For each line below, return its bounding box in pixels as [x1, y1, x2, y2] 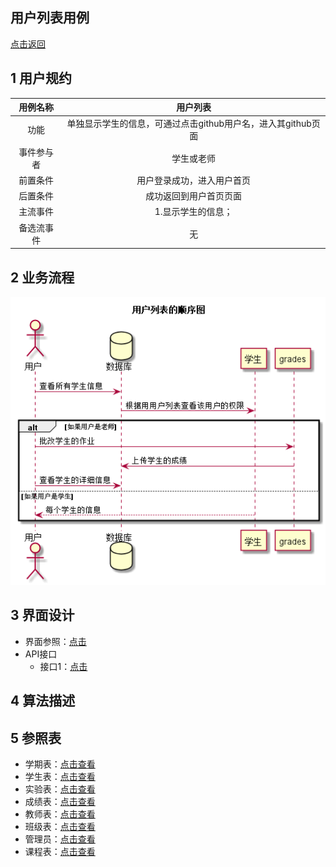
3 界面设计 [10, 607, 75, 624]
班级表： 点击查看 [24, 820, 96, 832]
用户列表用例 [10, 9, 90, 27]
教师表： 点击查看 [24, 808, 96, 820]
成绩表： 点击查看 [24, 795, 96, 807]
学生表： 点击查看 [24, 770, 96, 782]
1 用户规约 [10, 70, 73, 87]
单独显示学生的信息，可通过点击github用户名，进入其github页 [66, 118, 321, 130]
